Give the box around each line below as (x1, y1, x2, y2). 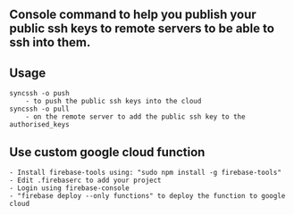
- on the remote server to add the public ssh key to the (25, 112, 246, 121)
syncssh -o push (9, 89, 70, 98)
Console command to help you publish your (9, 7, 256, 22)
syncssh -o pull (9, 104, 70, 114)
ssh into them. (9, 35, 91, 50)
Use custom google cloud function (9, 145, 206, 160)
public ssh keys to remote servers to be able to (9, 21, 275, 37)
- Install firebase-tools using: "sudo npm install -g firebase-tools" (9, 169, 281, 178)
